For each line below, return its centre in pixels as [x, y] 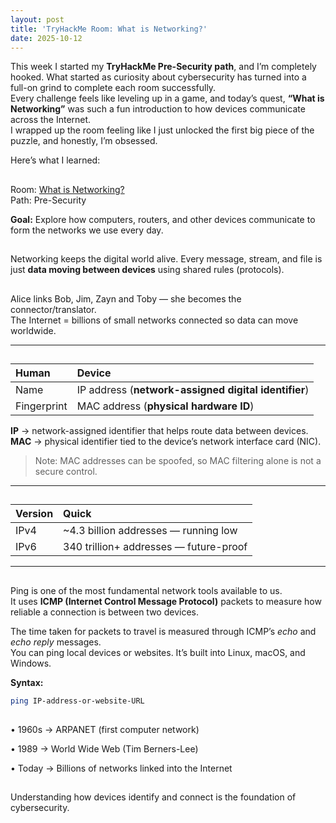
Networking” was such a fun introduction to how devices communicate [158, 109]
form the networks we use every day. [87, 230]
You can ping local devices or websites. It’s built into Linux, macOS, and [158, 652]
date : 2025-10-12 [46, 38]
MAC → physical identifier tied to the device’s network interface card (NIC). [166, 441]
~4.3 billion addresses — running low [150, 531]
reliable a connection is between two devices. [104, 612]
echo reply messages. [56, 642]
